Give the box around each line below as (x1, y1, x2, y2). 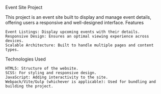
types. (5, 47, 19, 52)
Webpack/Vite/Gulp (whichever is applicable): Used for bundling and (5, 79, 156, 84)
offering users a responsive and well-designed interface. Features (5, 20, 144, 25)
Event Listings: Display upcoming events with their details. (5, 29, 140, 35)
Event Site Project (5, 5, 43, 10)
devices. (5, 38, 24, 43)
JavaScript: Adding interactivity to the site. (5, 75, 109, 80)
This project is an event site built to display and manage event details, (5, 14, 152, 20)
